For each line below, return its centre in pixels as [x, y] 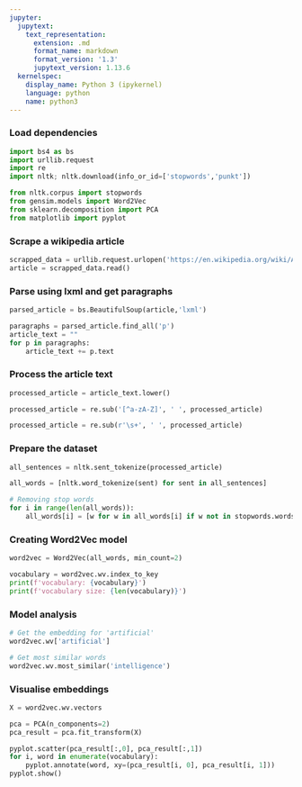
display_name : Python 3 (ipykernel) [94, 85]
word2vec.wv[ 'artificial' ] [60, 641]
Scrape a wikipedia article [67, 241]
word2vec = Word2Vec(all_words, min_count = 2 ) [96, 558]
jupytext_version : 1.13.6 [81, 68]
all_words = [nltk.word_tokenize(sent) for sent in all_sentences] [138, 484]
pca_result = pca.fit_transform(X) [76, 732]
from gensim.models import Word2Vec [78, 202]
